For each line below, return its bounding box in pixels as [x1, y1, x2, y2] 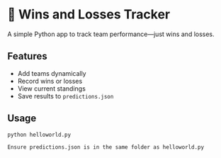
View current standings [17, 84, 86, 93]
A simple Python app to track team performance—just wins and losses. [7, 30, 215, 38]
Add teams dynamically [17, 69, 86, 77]
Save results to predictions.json [17, 91, 114, 100]
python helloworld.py [7, 131, 72, 138]
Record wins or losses [17, 77, 83, 85]
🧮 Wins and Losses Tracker [7, 6, 171, 23]
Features [7, 50, 47, 62]
